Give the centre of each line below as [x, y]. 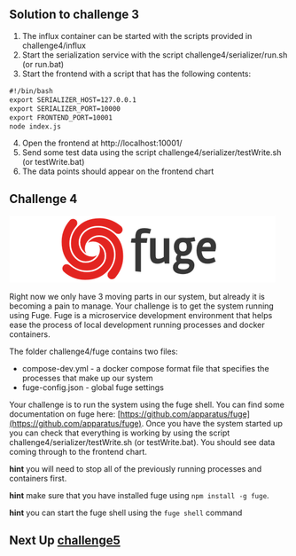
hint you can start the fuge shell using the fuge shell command [126, 513]
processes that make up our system [87, 378]
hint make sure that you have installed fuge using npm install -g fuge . [139, 495]
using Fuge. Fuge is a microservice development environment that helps [141, 315]
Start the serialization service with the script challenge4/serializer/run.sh [155, 55]
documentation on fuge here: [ [65, 414]
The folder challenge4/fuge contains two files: [94, 351]
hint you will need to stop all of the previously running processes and [136, 468]
